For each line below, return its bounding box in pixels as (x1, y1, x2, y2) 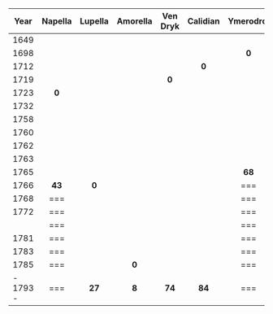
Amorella (116, 15, 153, 27)
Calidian (187, 15, 220, 27)
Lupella (80, 15, 110, 27)
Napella (41, 15, 72, 27)
